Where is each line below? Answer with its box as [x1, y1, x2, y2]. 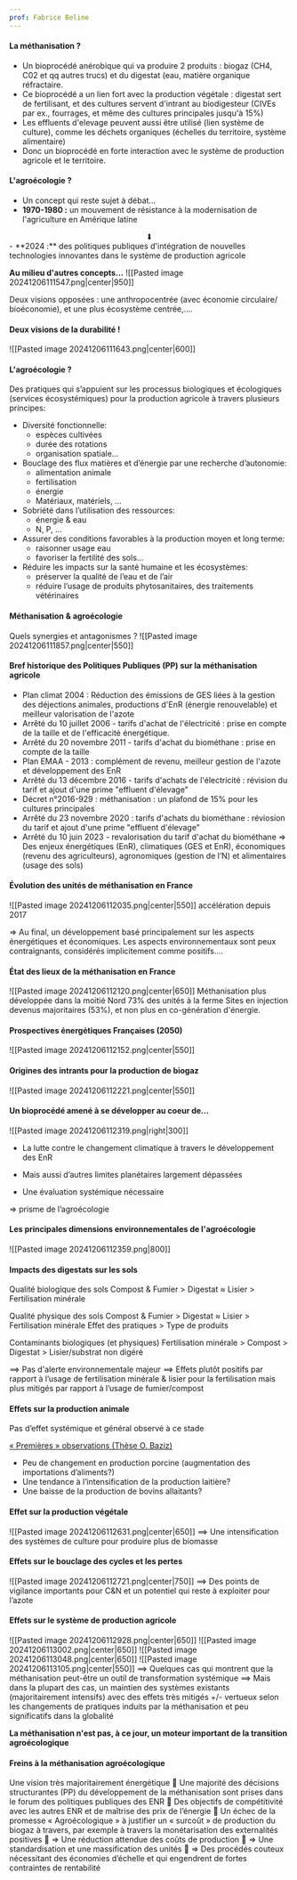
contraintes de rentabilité [9, 1862, 100, 1874]
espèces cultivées [35, 429, 102, 441]
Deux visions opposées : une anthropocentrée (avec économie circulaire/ [9, 295, 278, 305]
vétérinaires [35, 590, 79, 601]
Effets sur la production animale [9, 1403, 130, 1414]
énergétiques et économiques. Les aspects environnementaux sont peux [9, 936, 277, 947]
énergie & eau [35, 515, 87, 525]
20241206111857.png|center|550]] [9, 640, 134, 651]
